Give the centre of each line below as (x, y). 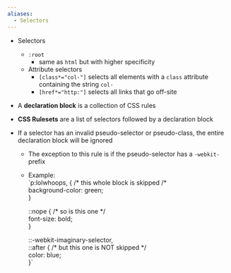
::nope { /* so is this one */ (67, 211)
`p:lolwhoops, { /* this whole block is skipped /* (97, 182)
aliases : (20, 14)
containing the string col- (76, 84)
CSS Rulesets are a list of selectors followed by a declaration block (115, 119)
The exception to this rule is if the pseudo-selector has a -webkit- (124, 154)
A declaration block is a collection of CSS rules (87, 105)
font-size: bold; (50, 219)
